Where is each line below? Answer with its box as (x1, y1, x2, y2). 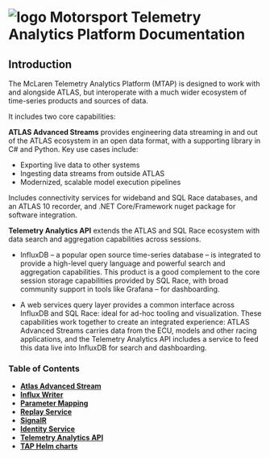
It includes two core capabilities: (8, 111, 116, 121)
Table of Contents (8, 363, 81, 374)
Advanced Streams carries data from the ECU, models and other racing (19, 326, 257, 335)
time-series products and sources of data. (8, 96, 149, 105)
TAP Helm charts (19, 441, 78, 452)
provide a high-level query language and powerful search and (19, 258, 226, 268)
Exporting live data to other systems (19, 160, 140, 170)
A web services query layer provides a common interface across (19, 300, 235, 309)
